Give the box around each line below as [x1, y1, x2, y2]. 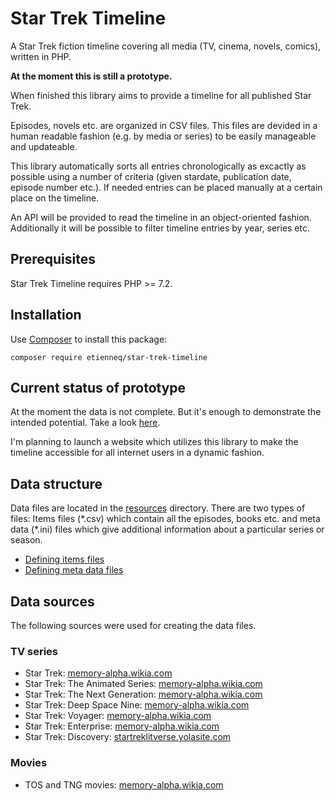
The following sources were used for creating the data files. [10, 620, 257, 631]
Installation [10, 307, 82, 324]
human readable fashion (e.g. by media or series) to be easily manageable [10, 130, 317, 142]
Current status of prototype [10, 379, 187, 396]
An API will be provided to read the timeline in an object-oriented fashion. [10, 211, 312, 223]
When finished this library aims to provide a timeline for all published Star [10, 89, 312, 101]
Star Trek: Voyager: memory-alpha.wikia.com [24, 710, 212, 722]
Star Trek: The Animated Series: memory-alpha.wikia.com [24, 678, 263, 690]
